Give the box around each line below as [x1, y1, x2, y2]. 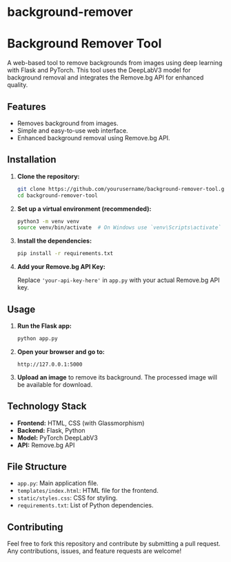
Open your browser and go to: [17, 347, 105, 356]
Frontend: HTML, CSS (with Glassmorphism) [17, 419, 145, 427]
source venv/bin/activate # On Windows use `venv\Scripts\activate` [17, 224, 222, 232]
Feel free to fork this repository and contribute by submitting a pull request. [7, 540, 221, 548]
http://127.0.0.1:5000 [17, 361, 83, 368]
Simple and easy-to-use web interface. [17, 126, 129, 135]
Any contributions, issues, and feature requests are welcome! [7, 547, 181, 555]
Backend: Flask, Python [17, 426, 86, 434]
